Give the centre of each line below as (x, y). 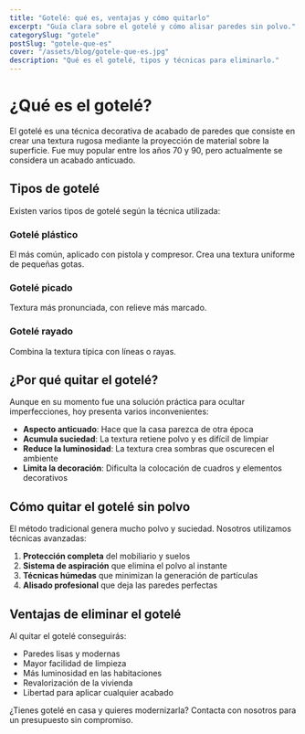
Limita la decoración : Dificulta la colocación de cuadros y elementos (152, 468)
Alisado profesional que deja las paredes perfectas (120, 585)
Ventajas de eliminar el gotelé (95, 614)
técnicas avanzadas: (48, 538)
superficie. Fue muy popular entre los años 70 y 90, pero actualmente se (146, 150)
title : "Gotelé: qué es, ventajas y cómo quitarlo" (110, 18)
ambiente (40, 459)
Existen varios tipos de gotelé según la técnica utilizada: (115, 210)
